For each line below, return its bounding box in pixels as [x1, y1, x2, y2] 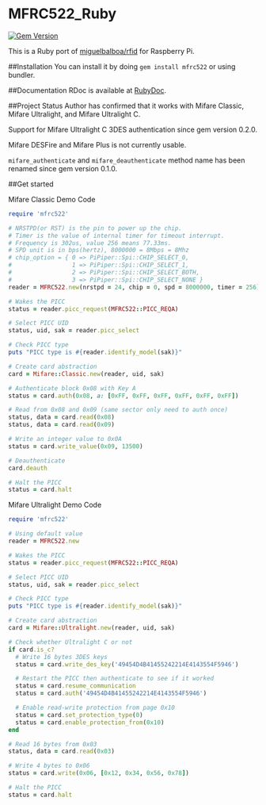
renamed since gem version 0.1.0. [8, 163, 117, 173]
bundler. [8, 70, 36, 79]
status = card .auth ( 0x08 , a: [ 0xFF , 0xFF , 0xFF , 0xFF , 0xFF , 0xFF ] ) [8, 392, 239, 400]
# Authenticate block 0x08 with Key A [8, 384, 136, 393]
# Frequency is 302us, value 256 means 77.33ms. [8, 239, 172, 247]
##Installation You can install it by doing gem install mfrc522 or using [8, 61, 236, 71]
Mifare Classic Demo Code [8, 194, 96, 204]
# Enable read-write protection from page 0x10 [15, 703, 176, 712]
